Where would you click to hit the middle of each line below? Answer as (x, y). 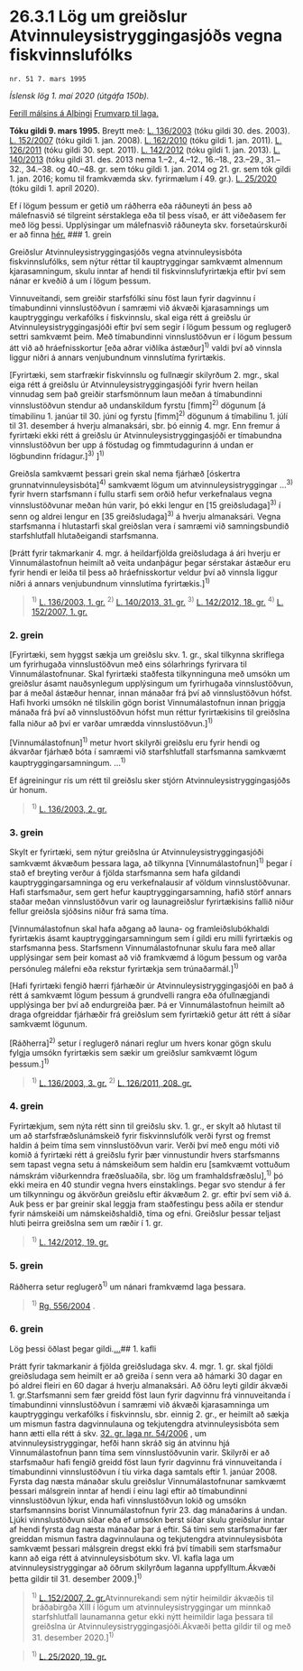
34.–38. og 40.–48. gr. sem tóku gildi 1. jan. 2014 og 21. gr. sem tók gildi (158, 169)
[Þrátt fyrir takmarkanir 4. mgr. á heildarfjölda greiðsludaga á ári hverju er (145, 553)
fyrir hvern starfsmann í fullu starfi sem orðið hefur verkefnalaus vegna (141, 494)
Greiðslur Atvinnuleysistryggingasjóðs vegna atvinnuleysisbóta (126, 252)
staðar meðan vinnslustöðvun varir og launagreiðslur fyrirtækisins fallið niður (151, 901)
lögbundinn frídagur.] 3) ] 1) (57, 455)
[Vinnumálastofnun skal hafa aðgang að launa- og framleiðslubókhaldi (139, 928)
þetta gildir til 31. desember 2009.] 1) (76, 1578)
